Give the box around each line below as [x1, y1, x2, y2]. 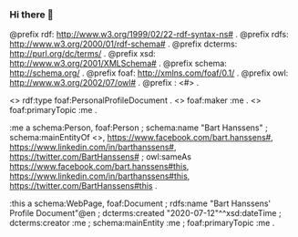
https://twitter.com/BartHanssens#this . [9, 180, 158, 191]
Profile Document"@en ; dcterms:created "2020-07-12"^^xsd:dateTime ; [9, 208, 282, 219]
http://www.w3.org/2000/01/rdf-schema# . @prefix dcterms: [9, 38, 238, 49]
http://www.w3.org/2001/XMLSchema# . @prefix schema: [9, 58, 228, 69]
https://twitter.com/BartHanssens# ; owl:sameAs [9, 151, 191, 162]
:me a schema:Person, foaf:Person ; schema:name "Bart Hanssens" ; [9, 122, 269, 133]
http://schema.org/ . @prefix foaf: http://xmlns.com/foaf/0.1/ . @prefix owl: [9, 67, 289, 78]
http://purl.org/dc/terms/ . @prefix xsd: [9, 48, 157, 59]
